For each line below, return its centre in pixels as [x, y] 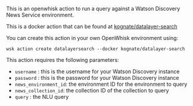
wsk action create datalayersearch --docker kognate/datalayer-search [96, 49]
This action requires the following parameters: [63, 60]
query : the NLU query [42, 97]
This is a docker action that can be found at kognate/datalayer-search [92, 26]
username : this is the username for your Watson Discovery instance [97, 71]
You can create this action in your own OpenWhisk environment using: [92, 38]
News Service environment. [40, 15]
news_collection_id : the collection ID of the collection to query [92, 91]
